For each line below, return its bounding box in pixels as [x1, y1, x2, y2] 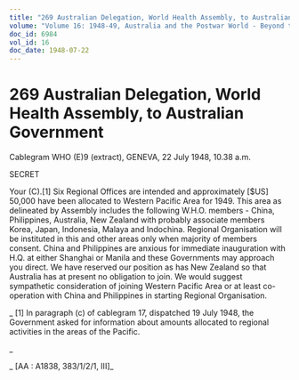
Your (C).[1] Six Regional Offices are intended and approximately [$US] [9, 186, 269, 197]
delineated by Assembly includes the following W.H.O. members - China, [9, 206, 275, 216]
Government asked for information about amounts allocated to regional [9, 317, 270, 327]
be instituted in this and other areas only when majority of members [9, 233, 258, 245]
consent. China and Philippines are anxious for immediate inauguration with [9, 243, 287, 254]
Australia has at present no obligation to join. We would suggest [9, 271, 243, 282]
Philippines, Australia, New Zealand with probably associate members [9, 214, 265, 225]
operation [9, 290, 44, 301]
